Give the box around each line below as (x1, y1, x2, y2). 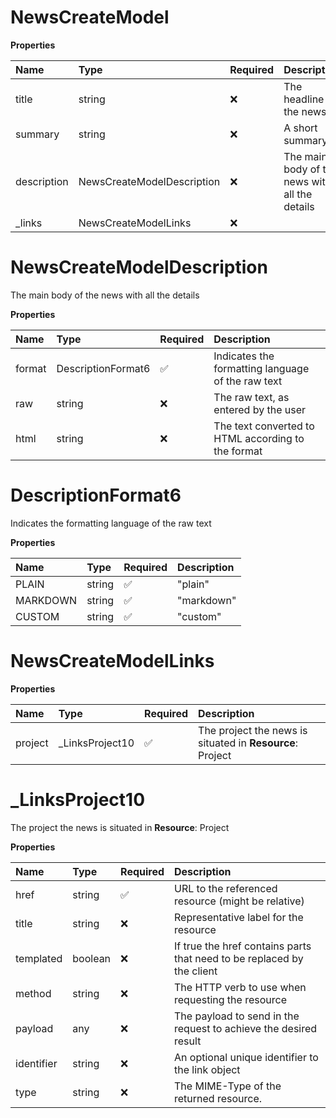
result (174, 1034, 202, 1048)
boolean (72, 951, 112, 965)
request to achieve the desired (174, 1021, 318, 1035)
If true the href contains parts (174, 939, 312, 953)
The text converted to (213, 419, 315, 433)
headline (283, 92, 325, 106)
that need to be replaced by (174, 951, 304, 965)
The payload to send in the (174, 1009, 300, 1023)
